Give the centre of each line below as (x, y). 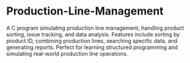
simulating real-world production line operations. (67, 53)
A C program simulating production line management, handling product (95, 28)
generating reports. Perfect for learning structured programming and (92, 47)
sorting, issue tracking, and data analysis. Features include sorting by (93, 34)
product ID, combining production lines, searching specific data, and (92, 41)
